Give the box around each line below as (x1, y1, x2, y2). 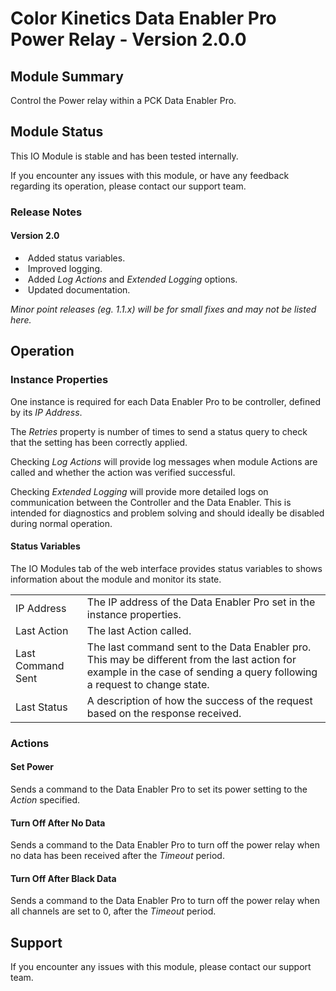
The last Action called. (86, 624, 192, 638)
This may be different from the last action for (86, 653, 297, 667)
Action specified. (10, 793, 81, 806)
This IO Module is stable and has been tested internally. (10, 150, 239, 162)
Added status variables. (27, 252, 126, 264)
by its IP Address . (10, 406, 83, 418)
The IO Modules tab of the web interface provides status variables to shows (10, 562, 323, 574)
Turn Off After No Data (10, 817, 106, 829)
